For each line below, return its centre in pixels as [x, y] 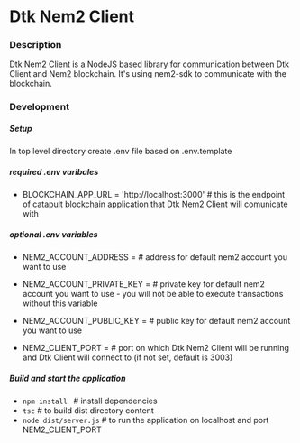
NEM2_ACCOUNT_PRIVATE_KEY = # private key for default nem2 [144, 284]
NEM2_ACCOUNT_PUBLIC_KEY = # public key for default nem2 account [156, 321]
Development [40, 107]
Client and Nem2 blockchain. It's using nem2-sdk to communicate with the [148, 74]
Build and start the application [68, 378]
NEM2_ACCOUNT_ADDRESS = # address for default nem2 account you [155, 257]
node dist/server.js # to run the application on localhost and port [145, 420]
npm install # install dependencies [90, 401]
